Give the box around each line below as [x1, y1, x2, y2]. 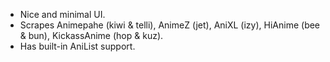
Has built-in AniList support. [19, 40, 136, 52]
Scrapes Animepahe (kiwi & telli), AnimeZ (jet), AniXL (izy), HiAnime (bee [19, 19, 321, 31]
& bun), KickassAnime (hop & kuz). [19, 30, 164, 41]
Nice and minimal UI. [19, 9, 106, 20]
